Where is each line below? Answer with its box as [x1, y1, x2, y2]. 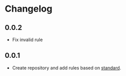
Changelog [5, 3, 53, 15]
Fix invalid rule [12, 36, 43, 43]
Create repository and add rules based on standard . [12, 64, 121, 71]
